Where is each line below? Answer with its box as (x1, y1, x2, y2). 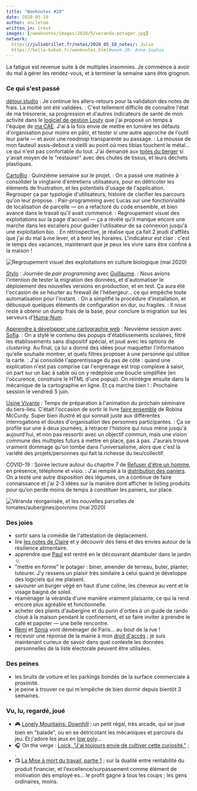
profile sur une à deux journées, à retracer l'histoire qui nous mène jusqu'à (6, 424, 187, 432)
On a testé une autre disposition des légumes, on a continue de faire (6, 473, 172, 481)
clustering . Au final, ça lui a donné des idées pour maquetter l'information (6, 344, 184, 351)
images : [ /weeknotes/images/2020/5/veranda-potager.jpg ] (6, 31, 149, 37)
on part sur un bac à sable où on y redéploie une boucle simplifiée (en (6, 370, 176, 377)
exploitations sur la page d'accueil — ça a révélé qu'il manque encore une (6, 216, 185, 223)
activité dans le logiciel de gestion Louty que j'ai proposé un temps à (6, 116, 172, 124)
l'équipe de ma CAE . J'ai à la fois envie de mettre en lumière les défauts (6, 123, 180, 130)
